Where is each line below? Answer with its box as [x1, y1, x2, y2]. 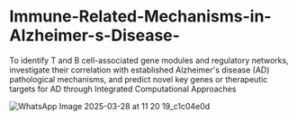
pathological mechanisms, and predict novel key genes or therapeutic [9, 73, 268, 84]
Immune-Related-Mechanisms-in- [9, 6, 272, 27]
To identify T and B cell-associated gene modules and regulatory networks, [9, 55, 290, 65]
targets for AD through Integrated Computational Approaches [9, 83, 237, 94]
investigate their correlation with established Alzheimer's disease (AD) [9, 64, 270, 75]
